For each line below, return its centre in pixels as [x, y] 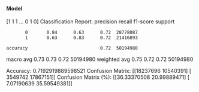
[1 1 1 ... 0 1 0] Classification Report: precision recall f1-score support [91, 22]
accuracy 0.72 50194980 [72, 48]
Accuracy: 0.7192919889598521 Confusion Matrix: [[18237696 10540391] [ [99, 71]
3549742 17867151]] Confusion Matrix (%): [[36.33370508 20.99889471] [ [98, 77]
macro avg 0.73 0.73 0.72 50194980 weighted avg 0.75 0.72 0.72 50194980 [100, 59]
